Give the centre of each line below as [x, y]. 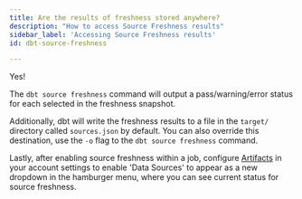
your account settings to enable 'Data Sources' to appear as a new [133, 167]
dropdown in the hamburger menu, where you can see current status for [144, 177]
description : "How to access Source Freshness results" [117, 26]
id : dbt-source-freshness [58, 43]
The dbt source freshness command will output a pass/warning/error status [151, 94]
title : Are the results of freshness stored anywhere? [115, 18]
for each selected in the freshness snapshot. [93, 104]
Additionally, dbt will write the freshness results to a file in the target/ [139, 121]
